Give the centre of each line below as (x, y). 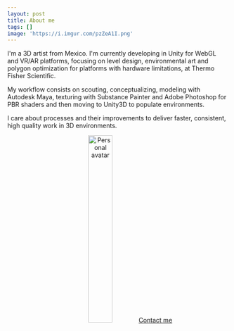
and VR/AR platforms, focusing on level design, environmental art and (108, 61)
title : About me (31, 20)
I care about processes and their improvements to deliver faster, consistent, (117, 118)
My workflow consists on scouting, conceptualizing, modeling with (104, 89)
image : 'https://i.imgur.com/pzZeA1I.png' (70, 33)
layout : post (26, 14)
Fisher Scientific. (32, 76)
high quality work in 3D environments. (62, 126)
